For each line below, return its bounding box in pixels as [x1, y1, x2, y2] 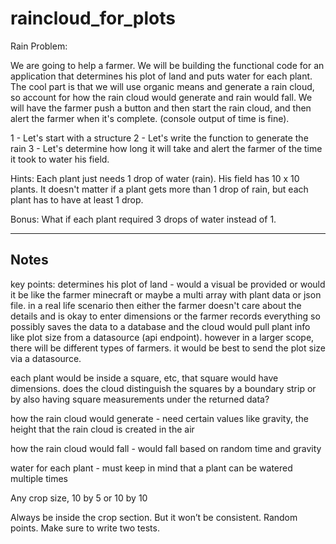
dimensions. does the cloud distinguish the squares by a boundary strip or [10, 382, 317, 394]
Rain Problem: [10, 40, 68, 52]
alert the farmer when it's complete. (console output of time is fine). [10, 112, 290, 124]
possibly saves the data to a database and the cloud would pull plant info [10, 320, 311, 332]
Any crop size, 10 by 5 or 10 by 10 [10, 492, 148, 504]
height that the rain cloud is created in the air [10, 423, 195, 435]
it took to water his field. [10, 153, 110, 165]
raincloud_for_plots [10, 7, 176, 30]
